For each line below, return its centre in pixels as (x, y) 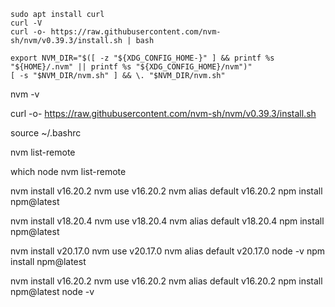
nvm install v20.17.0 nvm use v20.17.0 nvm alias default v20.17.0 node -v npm (167, 251)
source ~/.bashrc (46, 133)
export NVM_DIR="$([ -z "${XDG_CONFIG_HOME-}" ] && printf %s (142, 58)
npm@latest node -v (52, 291)
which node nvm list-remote (68, 171)
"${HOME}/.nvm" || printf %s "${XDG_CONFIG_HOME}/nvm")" (131, 67)
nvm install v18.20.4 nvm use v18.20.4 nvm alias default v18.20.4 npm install (167, 221)
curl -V (26, 23)
